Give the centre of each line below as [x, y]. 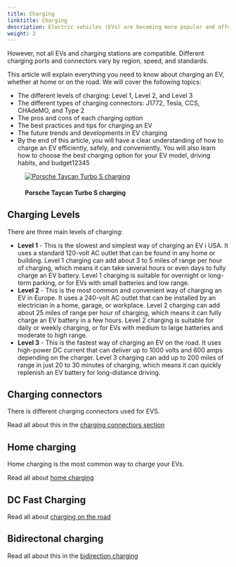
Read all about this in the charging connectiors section [86, 425]
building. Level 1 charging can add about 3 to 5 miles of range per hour [120, 260]
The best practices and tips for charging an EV [85, 126]
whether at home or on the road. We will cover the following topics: [104, 82]
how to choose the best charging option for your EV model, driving [114, 155]
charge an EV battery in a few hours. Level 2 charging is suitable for [116, 320]
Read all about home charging [51, 478]
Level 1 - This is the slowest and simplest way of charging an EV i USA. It [123, 245]
